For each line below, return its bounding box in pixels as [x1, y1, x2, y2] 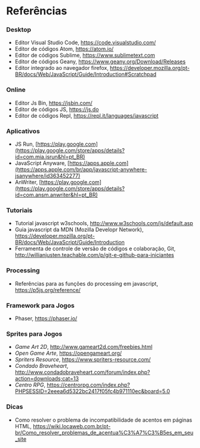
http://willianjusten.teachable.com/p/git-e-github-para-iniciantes [14, 251, 174, 259]
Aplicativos [6, 127, 40, 135]
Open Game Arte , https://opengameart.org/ [14, 349, 122, 357]
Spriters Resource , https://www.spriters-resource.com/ [14, 356, 151, 363]
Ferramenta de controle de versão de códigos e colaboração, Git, [14, 245, 176, 252]
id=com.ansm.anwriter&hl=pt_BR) [14, 191, 99, 198]
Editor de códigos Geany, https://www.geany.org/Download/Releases [14, 58, 186, 65]
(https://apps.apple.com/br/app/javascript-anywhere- [14, 166, 147, 173]
